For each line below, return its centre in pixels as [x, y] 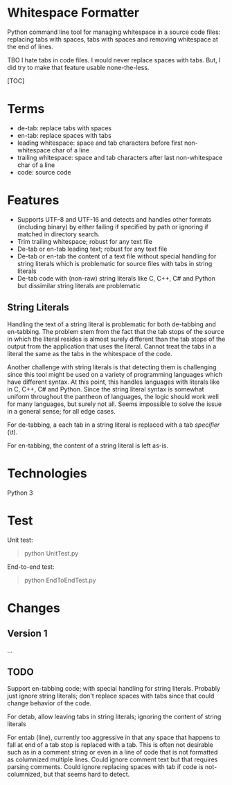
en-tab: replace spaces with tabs [64, 135]
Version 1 [27, 634]
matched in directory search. [59, 234]
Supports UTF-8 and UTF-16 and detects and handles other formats [114, 219]
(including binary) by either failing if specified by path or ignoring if [113, 227]
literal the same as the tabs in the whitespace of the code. [90, 353]
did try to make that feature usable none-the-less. [78, 67]
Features [33, 201]
